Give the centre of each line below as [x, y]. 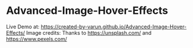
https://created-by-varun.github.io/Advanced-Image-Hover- [114, 27]
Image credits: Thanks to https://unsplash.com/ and [89, 32]
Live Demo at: [23, 27]
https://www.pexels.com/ [37, 39]
